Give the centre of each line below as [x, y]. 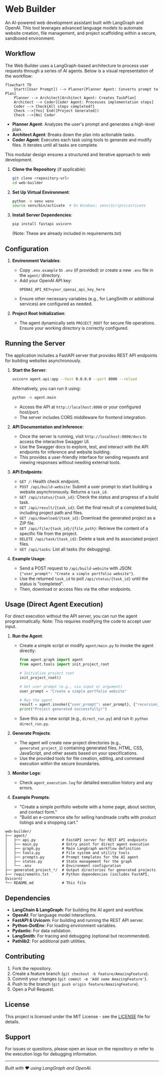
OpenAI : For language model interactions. [54, 915]
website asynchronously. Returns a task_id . [63, 492]
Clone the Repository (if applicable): [49, 169]
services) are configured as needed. [56, 304]
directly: [28, 651]
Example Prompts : [31, 797]
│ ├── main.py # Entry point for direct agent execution [77, 844]
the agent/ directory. [40, 275]
